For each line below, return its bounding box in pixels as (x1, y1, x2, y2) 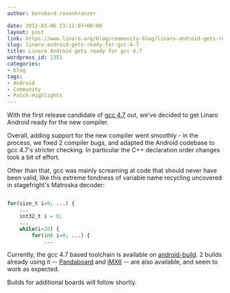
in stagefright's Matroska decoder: (7, 181, 105, 189)
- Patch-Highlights (7, 92, 63, 99)
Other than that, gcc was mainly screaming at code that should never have (7, 167, 218, 175)
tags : (7, 73, 23, 80)
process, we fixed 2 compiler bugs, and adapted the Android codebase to (7, 139, 215, 147)
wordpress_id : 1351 (7, 54, 63, 61)
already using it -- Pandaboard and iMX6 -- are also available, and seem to (7, 257, 218, 266)
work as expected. (7, 265, 60, 273)
